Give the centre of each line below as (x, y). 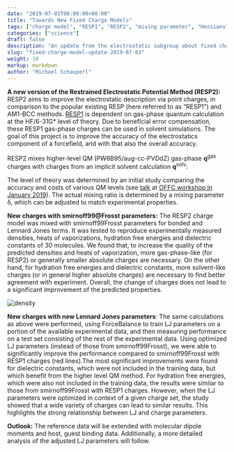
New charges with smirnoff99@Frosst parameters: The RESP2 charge (110, 216)
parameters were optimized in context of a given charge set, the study (108, 398)
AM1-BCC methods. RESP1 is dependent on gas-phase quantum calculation (116, 114)
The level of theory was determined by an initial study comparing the (106, 180)
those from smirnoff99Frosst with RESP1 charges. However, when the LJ (111, 390)
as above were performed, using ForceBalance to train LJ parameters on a (114, 323)
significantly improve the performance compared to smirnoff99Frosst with (114, 353)
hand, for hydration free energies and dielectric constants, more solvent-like (117, 267)
